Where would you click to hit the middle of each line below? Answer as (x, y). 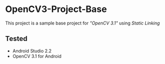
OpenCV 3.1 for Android (37, 56)
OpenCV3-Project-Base (56, 9)
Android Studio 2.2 (32, 50)
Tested (16, 39)
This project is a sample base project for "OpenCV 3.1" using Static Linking (82, 23)
